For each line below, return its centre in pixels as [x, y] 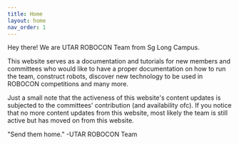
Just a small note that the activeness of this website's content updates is [114, 98]
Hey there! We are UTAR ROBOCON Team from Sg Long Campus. [103, 48]
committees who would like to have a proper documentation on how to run [117, 69]
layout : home [27, 21]
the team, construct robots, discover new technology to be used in [105, 76]
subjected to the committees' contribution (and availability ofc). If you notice [119, 106]
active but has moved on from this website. [71, 120]
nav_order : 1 [27, 27]
